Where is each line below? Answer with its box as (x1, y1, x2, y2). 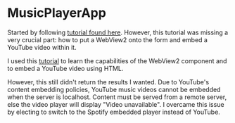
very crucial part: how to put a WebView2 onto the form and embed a (7, 35, 208, 44)
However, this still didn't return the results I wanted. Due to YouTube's (7, 77, 210, 86)
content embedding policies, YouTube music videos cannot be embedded (7, 85, 221, 93)
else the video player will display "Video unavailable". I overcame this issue (7, 100, 224, 108)
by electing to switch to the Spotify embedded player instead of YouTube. (7, 108, 220, 116)
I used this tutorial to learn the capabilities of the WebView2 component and (7, 56, 227, 65)
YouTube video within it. (7, 43, 77, 51)
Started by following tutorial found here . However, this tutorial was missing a (7, 28, 229, 37)
